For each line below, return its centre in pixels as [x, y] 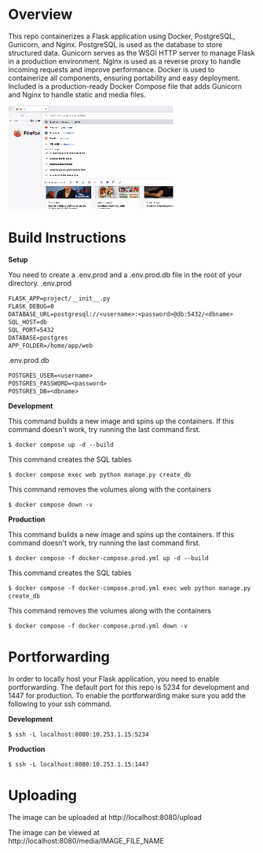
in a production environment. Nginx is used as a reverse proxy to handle [124, 61]
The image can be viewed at [54, 832]
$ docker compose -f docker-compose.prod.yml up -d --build [109, 558]
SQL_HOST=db [27, 322]
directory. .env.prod [40, 283]
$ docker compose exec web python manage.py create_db [100, 474]
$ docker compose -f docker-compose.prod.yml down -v [98, 626]
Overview [40, 15]
